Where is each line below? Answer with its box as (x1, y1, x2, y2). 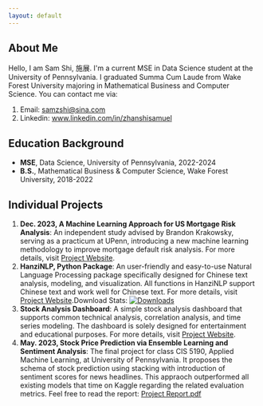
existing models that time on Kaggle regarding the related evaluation (19, 380, 245, 390)
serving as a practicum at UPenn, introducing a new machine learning (19, 237, 249, 246)
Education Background (8, 137, 124, 150)
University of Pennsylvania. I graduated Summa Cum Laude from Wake (8, 73, 241, 82)
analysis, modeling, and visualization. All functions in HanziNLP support (19, 279, 255, 289)
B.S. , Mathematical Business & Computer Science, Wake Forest (19, 166, 229, 176)
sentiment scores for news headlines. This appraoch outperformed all (19, 372, 249, 382)
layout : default (8, 11, 62, 20)
